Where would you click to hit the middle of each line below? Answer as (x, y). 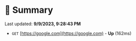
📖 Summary (29, 10)
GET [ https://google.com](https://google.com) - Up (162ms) (71, 33)
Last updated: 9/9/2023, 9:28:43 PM (43, 24)
